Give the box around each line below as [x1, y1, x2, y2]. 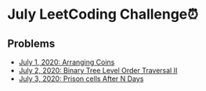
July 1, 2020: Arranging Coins [18, 58, 115, 67]
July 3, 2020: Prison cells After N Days [18, 74, 144, 83]
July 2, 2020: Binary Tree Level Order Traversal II [18, 66, 178, 75]
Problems [7, 37, 56, 50]
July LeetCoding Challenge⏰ [7, 5, 199, 23]
